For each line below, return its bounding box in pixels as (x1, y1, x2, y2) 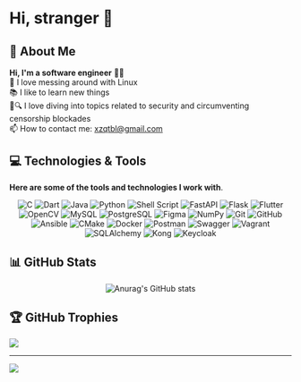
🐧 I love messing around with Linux (9, 77, 138, 88)
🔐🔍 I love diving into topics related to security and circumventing (9, 100, 249, 111)
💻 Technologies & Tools (9, 154, 147, 169)
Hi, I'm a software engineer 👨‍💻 (9, 67, 125, 78)
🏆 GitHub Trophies (9, 310, 119, 326)
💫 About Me (9, 44, 76, 59)
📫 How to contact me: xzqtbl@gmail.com (9, 123, 163, 133)
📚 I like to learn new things (9, 87, 110, 98)
